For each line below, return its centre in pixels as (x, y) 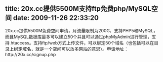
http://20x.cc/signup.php (31, 54)
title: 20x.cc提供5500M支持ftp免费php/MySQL (78, 9)
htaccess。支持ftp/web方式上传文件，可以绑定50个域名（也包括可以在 (82, 42)
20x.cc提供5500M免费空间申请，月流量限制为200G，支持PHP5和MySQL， (81, 30)
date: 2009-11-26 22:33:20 (56, 18)
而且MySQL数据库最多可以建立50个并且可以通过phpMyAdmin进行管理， (79, 37)
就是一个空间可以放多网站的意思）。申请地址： (82, 49)
